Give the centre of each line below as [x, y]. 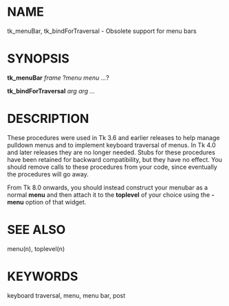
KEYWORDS [43, 276]
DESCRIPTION [48, 119]
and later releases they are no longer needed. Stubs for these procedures [111, 152]
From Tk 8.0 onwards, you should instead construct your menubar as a [108, 187]
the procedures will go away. [48, 174]
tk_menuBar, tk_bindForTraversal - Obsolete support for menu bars [102, 31]
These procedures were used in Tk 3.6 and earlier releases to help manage [113, 137]
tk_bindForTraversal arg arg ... [51, 91]
